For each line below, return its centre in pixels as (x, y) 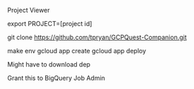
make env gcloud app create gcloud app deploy (77, 51)
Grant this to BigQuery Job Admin (56, 78)
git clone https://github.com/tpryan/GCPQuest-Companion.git (97, 37)
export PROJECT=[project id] (50, 23)
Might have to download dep (49, 64)
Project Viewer (29, 10)
